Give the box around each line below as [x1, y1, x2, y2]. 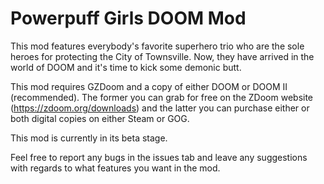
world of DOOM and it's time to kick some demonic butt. [10, 61, 242, 73]
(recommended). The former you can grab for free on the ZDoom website [10, 91, 314, 103]
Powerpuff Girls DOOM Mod [10, 7, 247, 30]
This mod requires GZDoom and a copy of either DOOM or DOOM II [10, 80, 288, 92]
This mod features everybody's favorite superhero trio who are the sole [10, 40, 305, 52]
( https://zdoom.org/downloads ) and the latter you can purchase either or [10, 102, 310, 114]
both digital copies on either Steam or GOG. [10, 112, 190, 124]
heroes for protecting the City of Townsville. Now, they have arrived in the [10, 50, 315, 62]
